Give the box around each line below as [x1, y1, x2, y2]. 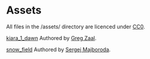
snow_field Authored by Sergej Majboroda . [6, 45, 111, 53]
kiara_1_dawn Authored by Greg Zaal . [6, 34, 97, 41]
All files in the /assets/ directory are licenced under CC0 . [6, 23, 145, 30]
